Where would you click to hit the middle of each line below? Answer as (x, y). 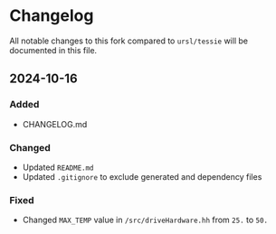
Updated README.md (58, 167)
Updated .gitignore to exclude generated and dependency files (142, 176)
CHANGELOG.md (55, 124)
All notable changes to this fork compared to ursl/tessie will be (129, 41)
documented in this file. (53, 50)
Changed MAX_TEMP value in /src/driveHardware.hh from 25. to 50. (145, 220)
